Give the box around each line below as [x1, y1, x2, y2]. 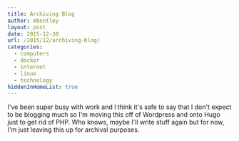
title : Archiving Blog [7, 10, 75, 18]
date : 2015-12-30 [7, 30, 59, 38]
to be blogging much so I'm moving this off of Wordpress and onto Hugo [7, 110, 220, 119]
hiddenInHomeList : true [7, 83, 78, 90]
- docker [14, 57, 40, 64]
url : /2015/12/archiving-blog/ [7, 37, 101, 44]
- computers [14, 51, 50, 58]
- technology [14, 76, 53, 84]
